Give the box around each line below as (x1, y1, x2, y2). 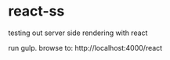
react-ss (8, 2, 65, 20)
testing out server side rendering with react (8, 28, 148, 37)
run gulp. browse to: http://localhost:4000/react (8, 43, 163, 52)
